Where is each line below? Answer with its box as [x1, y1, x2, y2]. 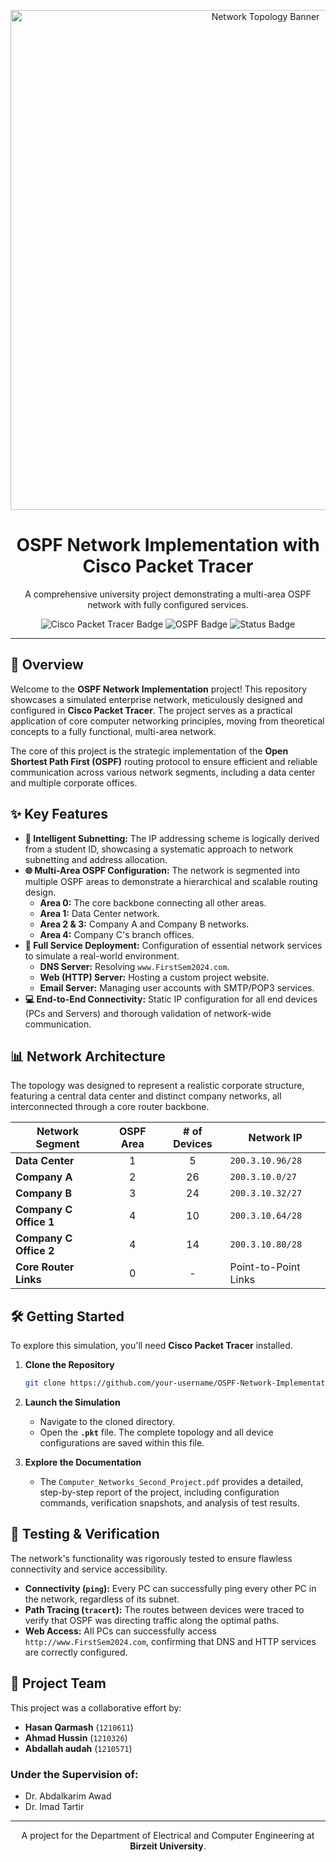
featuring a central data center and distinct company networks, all [10, 1090, 282, 1102]
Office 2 [15, 1244, 55, 1258]
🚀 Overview [10, 656, 84, 674]
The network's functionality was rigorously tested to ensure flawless [10, 1552, 293, 1564]
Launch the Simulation [24, 1396, 121, 1409]
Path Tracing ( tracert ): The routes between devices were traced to [24, 1603, 305, 1615]
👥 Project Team [10, 1675, 107, 1692]
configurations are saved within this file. [39, 1437, 205, 1449]
